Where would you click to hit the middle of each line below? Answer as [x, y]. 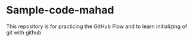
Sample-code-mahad [60, 10]
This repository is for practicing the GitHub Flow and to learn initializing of [97, 26]
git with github [24, 32]
